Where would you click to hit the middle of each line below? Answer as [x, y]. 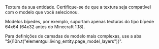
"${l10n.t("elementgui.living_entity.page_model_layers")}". [64, 41]
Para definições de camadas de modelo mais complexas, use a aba [73, 36]
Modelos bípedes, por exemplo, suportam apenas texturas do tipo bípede [79, 22]
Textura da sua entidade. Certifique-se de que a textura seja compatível [78, 7]
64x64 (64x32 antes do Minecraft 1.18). [45, 27]
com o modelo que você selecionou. [42, 12]
